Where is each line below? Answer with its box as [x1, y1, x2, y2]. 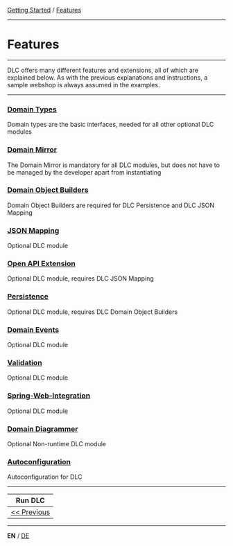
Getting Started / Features [7, 6, 82, 14]
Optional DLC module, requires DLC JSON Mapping [7, 274, 154, 283]
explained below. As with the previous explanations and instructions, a [7, 73, 208, 82]
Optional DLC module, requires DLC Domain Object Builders [7, 308, 178, 316]
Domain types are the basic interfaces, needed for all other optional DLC [7, 121, 214, 129]
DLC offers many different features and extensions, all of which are [7, 66, 199, 74]
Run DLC [15, 495, 45, 505]
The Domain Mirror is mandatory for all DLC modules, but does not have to [7, 161, 221, 169]
